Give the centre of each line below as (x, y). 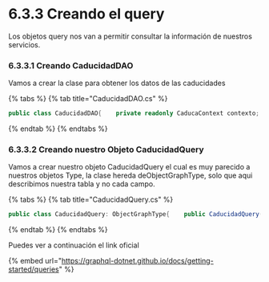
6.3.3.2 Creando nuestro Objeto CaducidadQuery (106, 149)
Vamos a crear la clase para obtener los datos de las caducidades (117, 83)
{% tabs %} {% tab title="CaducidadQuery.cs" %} (91, 200)
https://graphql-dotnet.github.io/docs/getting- (137, 261)
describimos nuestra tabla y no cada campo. (82, 184)
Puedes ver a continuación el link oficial (74, 245)
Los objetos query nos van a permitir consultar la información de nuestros (130, 36)
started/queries (34, 269)
